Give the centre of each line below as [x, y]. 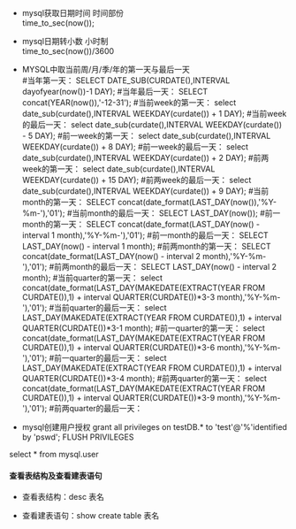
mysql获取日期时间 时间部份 [73, 13]
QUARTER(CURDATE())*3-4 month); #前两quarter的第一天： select [144, 378]
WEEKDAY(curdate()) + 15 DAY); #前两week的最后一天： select [137, 180]
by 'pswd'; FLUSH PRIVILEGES [78, 437]
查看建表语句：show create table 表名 [91, 516]
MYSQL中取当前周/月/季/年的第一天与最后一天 [106, 69]
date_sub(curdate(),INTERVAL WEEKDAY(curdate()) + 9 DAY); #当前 [145, 191]
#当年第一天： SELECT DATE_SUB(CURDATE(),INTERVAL [126, 80]
